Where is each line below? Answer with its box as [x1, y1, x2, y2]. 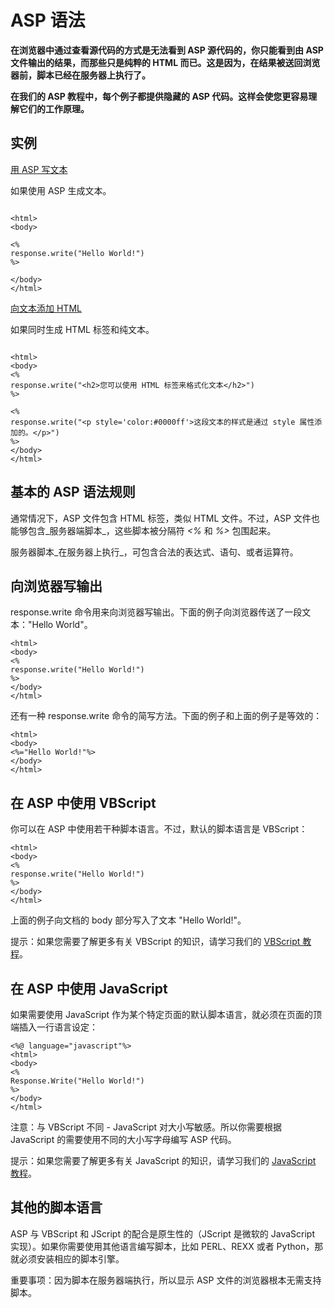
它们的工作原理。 [18, 102, 90, 115]
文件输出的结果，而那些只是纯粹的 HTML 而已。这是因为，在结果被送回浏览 [10, 56, 321, 68]
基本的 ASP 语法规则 [10, 484, 136, 501]
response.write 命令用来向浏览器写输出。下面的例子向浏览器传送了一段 [10, 606, 303, 618]
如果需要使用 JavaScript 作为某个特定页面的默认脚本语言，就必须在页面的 [10, 1009, 314, 1020]
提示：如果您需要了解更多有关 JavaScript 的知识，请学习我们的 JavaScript [10, 1155, 317, 1166]
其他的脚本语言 [10, 1199, 103, 1216]
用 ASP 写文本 [10, 163, 68, 175]
